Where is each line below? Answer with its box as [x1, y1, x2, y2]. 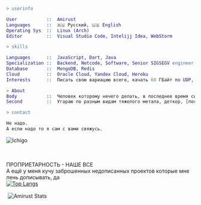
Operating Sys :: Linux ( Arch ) [6, 27, 90, 33]
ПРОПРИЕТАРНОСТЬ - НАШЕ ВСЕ [6, 161, 94, 168]
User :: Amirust [6, 16, 77, 22]
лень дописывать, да [6, 173, 60, 180]
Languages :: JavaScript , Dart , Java [6, 54, 117, 61]
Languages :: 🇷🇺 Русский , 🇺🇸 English [6, 22, 121, 28]
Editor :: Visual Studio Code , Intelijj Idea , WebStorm [6, 33, 172, 39]
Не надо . [6, 120, 28, 127]
